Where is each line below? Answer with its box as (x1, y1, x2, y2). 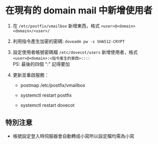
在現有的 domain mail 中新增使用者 (5, 5, 153, 16)
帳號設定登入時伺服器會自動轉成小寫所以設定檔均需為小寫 (12, 133, 134, 139)
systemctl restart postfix (20, 92, 72, 98)
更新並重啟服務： (12, 71, 49, 78)
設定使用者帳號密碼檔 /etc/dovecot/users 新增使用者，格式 (12, 49, 138, 55)
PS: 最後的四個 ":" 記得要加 (12, 61, 70, 67)
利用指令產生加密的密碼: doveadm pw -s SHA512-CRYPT (12, 38, 125, 44)
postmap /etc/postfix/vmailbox (20, 82, 86, 88)
